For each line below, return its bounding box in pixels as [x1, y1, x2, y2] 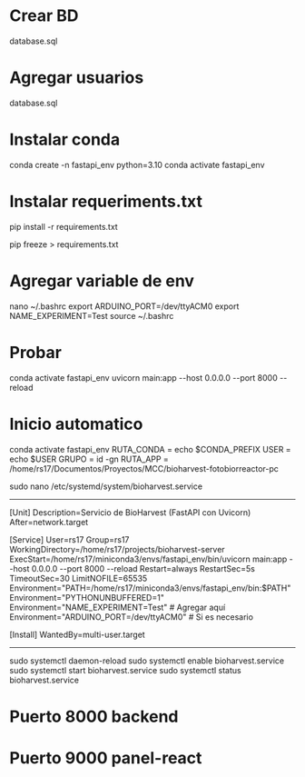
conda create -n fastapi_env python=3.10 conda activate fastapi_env [9, 159, 265, 170]
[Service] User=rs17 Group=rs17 [9, 533, 130, 545]
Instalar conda [9, 129, 121, 150]
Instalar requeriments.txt [9, 192, 202, 212]
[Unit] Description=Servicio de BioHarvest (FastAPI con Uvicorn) [9, 506, 251, 518]
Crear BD [9, 5, 79, 26]
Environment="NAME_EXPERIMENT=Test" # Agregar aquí [9, 602, 226, 613]
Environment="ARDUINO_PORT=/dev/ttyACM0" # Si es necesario [9, 611, 254, 623]
